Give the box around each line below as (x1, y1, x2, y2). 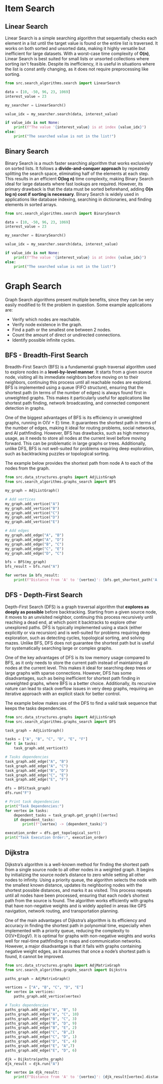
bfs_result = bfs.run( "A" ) (5, 564, 60, 569)
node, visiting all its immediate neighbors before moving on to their (5, 374, 139, 380)
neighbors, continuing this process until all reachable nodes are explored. (5, 380, 152, 385)
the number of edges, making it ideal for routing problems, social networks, (5, 425, 156, 431)
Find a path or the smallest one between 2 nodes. (12, 327, 112, 332)
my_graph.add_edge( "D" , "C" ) (5, 551, 64, 556)
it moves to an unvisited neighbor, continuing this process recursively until (5, 614, 154, 620)
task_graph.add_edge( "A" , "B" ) (5, 759, 68, 764)
